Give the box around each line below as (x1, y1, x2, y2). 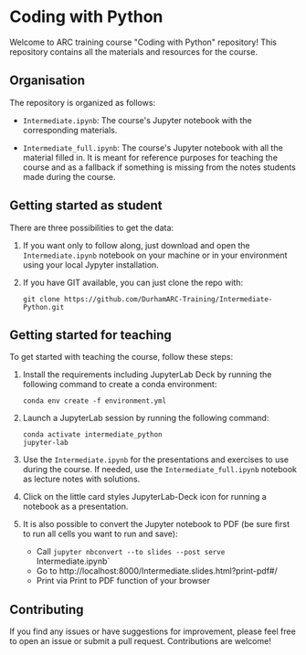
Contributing (9, 601, 84, 618)
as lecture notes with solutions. (22, 473, 141, 485)
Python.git (22, 302, 65, 312)
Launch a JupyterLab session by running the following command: (22, 413, 269, 424)
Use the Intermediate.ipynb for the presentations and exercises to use (22, 454, 290, 465)
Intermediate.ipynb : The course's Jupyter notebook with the (22, 114, 253, 125)
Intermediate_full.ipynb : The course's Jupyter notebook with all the (22, 142, 283, 153)
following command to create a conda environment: (22, 379, 217, 390)
